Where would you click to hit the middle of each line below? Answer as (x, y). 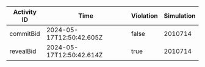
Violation (145, 16)
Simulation (180, 16)
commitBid (25, 34)
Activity (25, 12)
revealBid (23, 51)
